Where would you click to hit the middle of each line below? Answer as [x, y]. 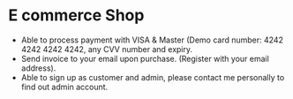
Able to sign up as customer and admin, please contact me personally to [153, 77]
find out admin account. [64, 87]
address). [38, 68]
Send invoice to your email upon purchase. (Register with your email [145, 58]
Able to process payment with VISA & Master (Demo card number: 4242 [152, 40]
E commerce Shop [76, 15]
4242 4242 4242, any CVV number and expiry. [107, 49]
